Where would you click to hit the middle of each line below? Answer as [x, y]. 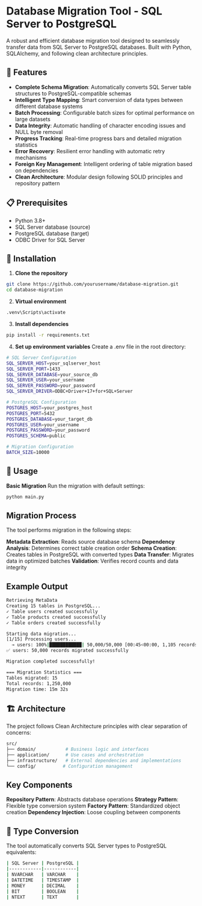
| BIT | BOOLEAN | [43, 892]
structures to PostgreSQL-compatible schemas [73, 93]
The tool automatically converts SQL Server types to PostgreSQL [87, 846]
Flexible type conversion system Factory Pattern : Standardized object [93, 806]
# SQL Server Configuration [41, 357]
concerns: [19, 733]
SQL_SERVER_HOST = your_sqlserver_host [54, 363]
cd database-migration [35, 290]
